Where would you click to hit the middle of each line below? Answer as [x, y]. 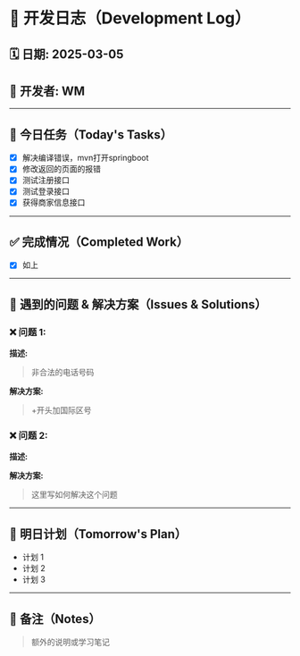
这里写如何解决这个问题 [74, 495]
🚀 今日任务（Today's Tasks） [91, 135]
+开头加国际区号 [61, 410]
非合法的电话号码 [62, 373]
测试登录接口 [46, 191]
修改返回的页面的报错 [61, 169]
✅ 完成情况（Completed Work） [99, 242]
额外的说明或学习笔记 [70, 642]
